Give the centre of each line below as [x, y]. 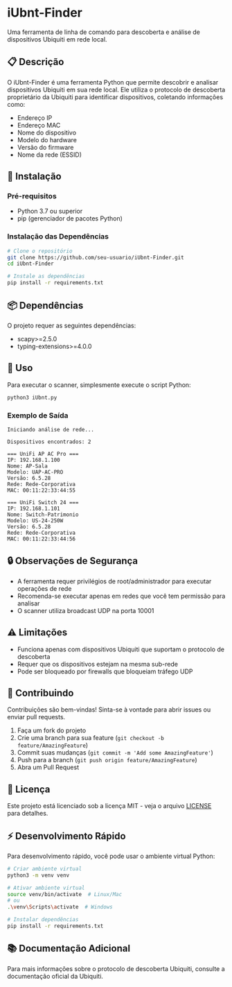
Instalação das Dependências [58, 237]
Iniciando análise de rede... [51, 429]
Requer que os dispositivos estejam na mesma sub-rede [98, 664]
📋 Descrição [36, 62]
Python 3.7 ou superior [50, 211]
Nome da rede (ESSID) [49, 155]
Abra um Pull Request [48, 767]
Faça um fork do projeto [52, 730]
